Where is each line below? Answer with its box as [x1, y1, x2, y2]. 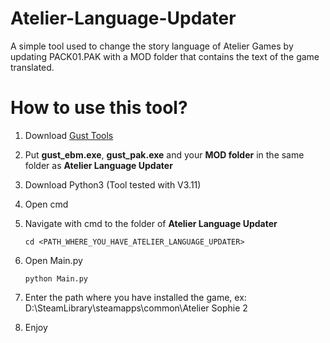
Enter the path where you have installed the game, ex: [24, 291, 247, 303]
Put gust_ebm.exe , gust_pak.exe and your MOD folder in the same [24, 148, 305, 161]
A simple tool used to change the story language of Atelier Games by [10, 40, 294, 52]
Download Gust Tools [24, 129, 114, 141]
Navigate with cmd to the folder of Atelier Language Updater [24, 217, 278, 229]
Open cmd [24, 198, 69, 210]
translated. [10, 61, 55, 73]
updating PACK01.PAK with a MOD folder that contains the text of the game [10, 50, 320, 62]
